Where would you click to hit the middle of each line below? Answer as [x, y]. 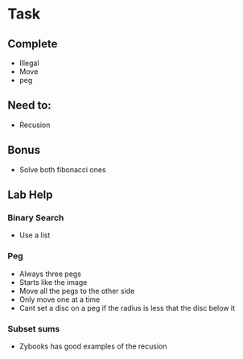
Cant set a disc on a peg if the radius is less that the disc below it [127, 307]
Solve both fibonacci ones [62, 169]
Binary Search [36, 217]
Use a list [35, 235]
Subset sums [34, 328]
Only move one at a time [60, 299]
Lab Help [30, 195]
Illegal [29, 63]
